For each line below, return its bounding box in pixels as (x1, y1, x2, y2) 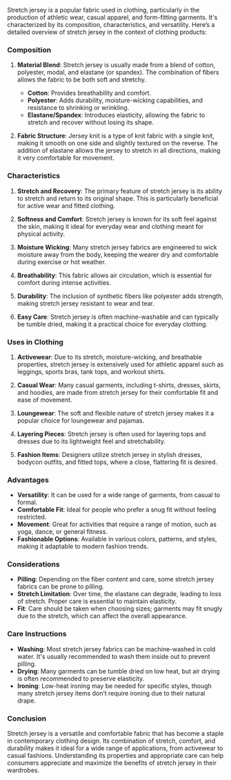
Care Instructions (7, 629, 67, 639)
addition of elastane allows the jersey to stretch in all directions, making (17, 147, 221, 155)
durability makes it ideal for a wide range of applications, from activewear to (7, 744, 223, 752)
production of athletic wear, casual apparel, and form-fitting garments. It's (7, 13, 218, 21)
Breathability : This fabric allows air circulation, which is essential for (17, 271, 212, 279)
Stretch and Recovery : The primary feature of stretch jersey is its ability (17, 187, 223, 195)
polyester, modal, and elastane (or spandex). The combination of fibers (17, 68, 219, 77)
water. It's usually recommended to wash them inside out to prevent (17, 652, 210, 660)
